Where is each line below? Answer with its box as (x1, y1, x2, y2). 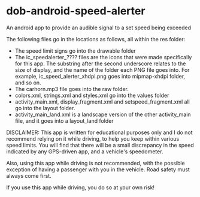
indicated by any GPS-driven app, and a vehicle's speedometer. (6, 148, 163, 155)
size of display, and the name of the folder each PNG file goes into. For (14, 66, 190, 73)
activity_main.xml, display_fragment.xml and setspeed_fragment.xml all (14, 98, 190, 105)
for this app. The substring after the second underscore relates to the (14, 60, 186, 67)
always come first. (6, 172, 52, 179)
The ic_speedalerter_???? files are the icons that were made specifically (14, 53, 192, 60)
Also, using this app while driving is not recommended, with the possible (6, 159, 185, 166)
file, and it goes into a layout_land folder (14, 117, 114, 124)
